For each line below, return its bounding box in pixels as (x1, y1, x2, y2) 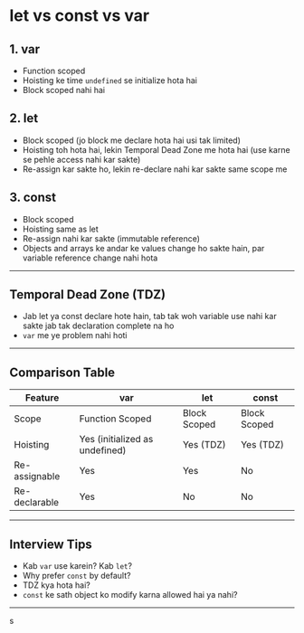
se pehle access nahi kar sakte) (22, 154, 141, 165)
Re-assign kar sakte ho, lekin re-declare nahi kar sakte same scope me (22, 164, 288, 175)
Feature (25, 392, 60, 404)
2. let (9, 110, 39, 127)
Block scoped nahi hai (22, 85, 106, 95)
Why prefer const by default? (22, 571, 131, 581)
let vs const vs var (9, 5, 150, 26)
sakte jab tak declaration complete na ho (22, 320, 175, 331)
